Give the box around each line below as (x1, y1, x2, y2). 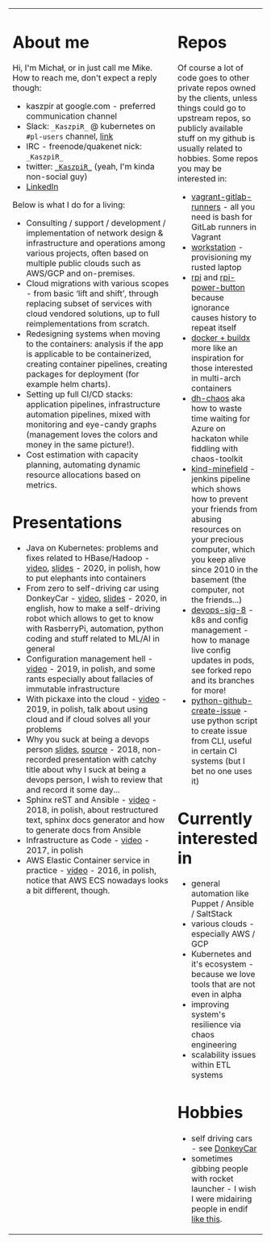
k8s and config (190, 614, 248, 626)
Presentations (12, 512, 123, 533)
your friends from (190, 504, 258, 515)
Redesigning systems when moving (26, 328, 161, 339)
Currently (177, 809, 252, 829)
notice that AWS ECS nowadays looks (26, 875, 169, 886)
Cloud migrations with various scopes (26, 278, 169, 289)
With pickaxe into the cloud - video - (26, 693, 168, 705)
